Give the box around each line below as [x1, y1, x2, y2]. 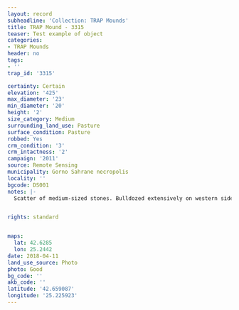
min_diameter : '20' [7, 102, 65, 110]
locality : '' [7, 175, 46, 182]
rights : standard [7, 214, 59, 221]
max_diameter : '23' [7, 96, 65, 103]
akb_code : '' [7, 279, 46, 286]
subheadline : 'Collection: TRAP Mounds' [7, 17, 129, 24]
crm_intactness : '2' [7, 148, 69, 156]
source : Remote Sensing [7, 162, 78, 169]
